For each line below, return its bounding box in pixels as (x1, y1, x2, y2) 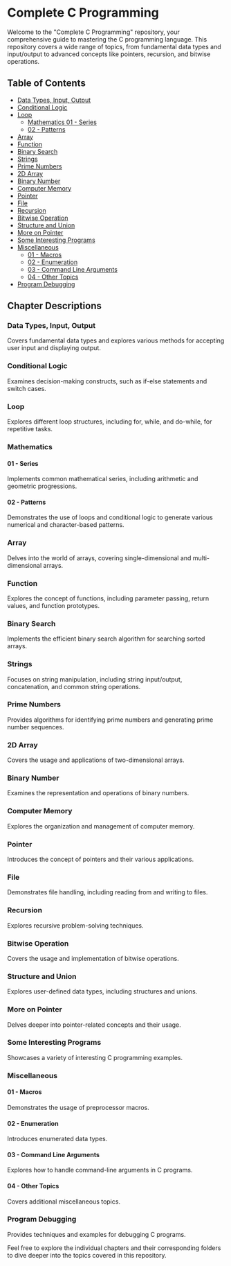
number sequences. (7, 722, 64, 731)
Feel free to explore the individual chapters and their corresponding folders (7, 1243, 221, 1252)
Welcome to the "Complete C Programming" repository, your (7, 28, 180, 36)
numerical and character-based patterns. (7, 521, 124, 529)
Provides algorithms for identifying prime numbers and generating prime (7, 716, 214, 724)
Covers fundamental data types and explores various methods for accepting (7, 336, 225, 345)
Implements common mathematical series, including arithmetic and (7, 475, 198, 483)
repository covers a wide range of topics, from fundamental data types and (7, 42, 221, 51)
